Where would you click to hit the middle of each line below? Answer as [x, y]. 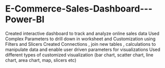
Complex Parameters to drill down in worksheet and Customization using [80, 39]
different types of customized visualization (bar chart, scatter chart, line [79, 55]
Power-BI [25, 19]
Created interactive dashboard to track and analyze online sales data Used [82, 33]
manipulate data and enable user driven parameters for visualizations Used [83, 49]
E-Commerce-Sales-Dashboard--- [79, 9]
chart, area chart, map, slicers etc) [41, 60]
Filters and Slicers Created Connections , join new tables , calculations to [81, 44]
